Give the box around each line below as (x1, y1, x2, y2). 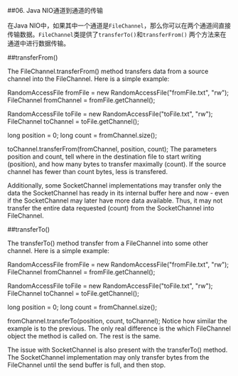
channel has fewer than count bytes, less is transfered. (7, 168, 168, 176)
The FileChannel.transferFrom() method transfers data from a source (7, 67, 209, 75)
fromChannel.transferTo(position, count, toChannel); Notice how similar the (7, 317, 227, 325)
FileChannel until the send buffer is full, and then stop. (7, 361, 166, 369)
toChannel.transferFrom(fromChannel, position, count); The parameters (7, 145, 217, 153)
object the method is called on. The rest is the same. (7, 332, 161, 340)
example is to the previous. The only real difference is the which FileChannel (7, 324, 231, 333)
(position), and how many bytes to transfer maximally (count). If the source (7, 160, 227, 168)
